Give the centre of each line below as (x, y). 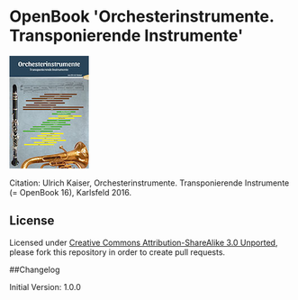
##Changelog (35, 269)
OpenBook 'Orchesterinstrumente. (142, 17)
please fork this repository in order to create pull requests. (117, 252)
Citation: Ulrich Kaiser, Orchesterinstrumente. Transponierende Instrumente (149, 183)
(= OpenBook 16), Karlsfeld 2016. (71, 192)
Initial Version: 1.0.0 (45, 286)
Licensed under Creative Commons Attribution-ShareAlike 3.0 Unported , (144, 242)
